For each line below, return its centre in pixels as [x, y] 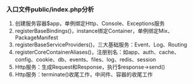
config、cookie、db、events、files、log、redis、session [85, 60]
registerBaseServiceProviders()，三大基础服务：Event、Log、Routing [101, 45]
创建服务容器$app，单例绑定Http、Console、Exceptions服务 [90, 24]
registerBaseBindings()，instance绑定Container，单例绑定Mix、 [94, 31]
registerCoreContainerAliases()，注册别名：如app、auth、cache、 [97, 52]
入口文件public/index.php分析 [50, 9]
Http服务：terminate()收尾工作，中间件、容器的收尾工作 [84, 74]
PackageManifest [36, 38]
